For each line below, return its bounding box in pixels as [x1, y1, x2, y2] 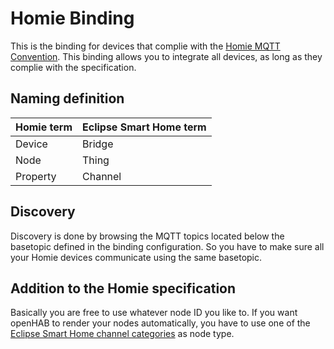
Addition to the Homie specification [10, 280, 237, 297]
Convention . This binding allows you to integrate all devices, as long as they [10, 50, 323, 62]
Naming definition [10, 90, 125, 107]
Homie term [15, 120, 73, 134]
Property [15, 169, 57, 183]
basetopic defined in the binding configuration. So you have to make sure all [10, 240, 325, 252]
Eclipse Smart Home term [82, 120, 207, 134]
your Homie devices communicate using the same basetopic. [10, 251, 263, 263]
